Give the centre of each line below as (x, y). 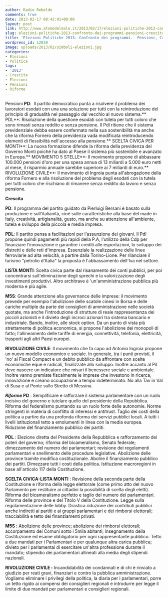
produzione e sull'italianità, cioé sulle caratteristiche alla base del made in (81, 213)
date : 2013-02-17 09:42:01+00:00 (40, 19)
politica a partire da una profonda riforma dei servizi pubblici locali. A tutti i (82, 416)
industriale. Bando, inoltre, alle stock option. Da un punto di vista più (75, 323)
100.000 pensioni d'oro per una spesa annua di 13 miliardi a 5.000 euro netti (83, 162)
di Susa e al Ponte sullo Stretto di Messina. (49, 386)
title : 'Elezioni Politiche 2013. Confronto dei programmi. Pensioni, (81, 38)
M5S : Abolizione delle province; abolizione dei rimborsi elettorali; (73, 526)
